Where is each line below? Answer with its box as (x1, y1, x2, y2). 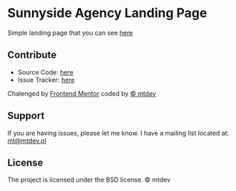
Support (7, 110, 45, 122)
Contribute (7, 49, 57, 61)
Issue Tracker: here (17, 75, 75, 84)
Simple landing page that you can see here (7, 28, 133, 37)
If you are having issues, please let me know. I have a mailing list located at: (7, 129, 230, 137)
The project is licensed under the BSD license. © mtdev (7, 175, 171, 184)
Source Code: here (17, 67, 73, 76)
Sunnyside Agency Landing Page (7, 5, 207, 21)
